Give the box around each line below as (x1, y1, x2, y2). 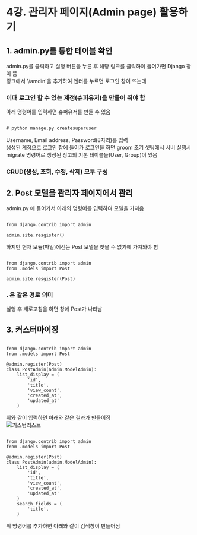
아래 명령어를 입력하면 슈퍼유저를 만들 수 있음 (6, 108, 111, 116)
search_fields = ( (17, 501, 62, 507)
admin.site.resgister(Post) (6, 276, 76, 282)
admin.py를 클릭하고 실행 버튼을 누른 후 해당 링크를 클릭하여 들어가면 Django (6, 63, 185, 69)
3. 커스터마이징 (6, 324, 59, 334)
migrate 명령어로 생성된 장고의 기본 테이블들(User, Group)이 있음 (6, 151, 158, 159)
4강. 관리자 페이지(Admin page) (6, 5, 157, 19)
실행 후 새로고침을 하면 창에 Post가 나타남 (6, 305, 103, 312)
